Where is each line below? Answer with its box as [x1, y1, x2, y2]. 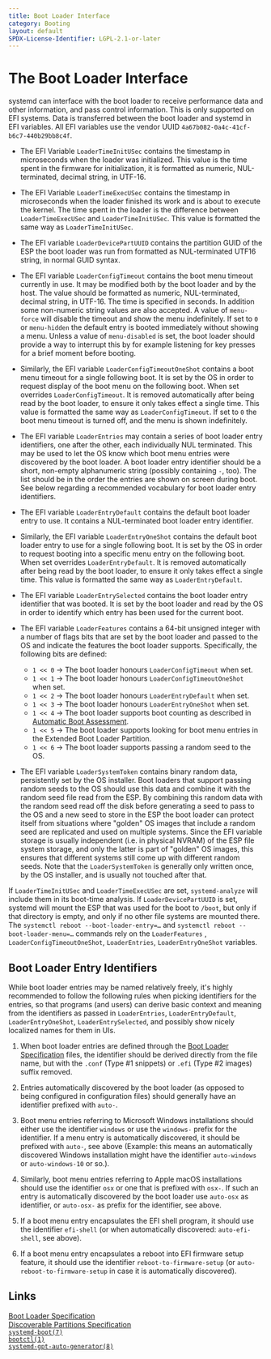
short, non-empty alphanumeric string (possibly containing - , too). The [19, 466, 257, 476]
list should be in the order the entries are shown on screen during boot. [19, 475, 258, 485]
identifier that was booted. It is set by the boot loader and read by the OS [19, 599, 264, 609]
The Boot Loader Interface [8, 70, 188, 88]
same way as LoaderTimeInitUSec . [19, 222, 133, 232]
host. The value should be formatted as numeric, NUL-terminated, [19, 288, 240, 298]
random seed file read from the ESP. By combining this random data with [19, 793, 263, 802]
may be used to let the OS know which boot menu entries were [19, 449, 231, 459]
